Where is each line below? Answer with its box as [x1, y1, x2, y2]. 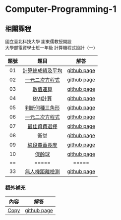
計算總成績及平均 [22, 67, 63, 74]
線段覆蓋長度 [27, 142, 58, 148]
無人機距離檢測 [25, 168, 60, 175]
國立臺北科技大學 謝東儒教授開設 [5, 39, 72, 44]
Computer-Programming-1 [5, 3, 117, 15]
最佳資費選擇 [27, 123, 58, 130]
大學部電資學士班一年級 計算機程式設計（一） [5, 45, 98, 51]
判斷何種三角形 [25, 105, 60, 111]
